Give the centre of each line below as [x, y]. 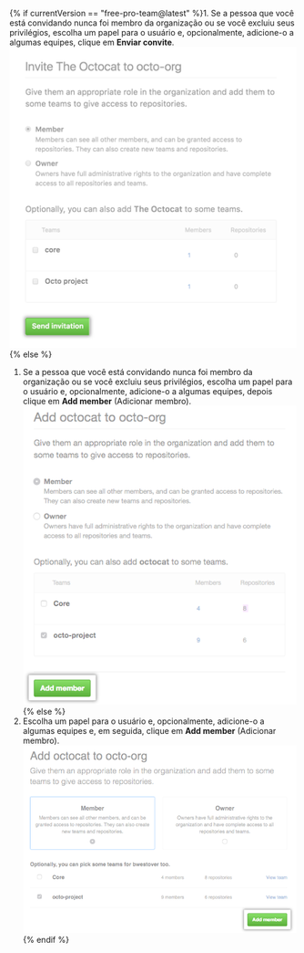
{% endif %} [46, 939]
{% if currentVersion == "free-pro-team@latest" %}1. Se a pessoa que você [152, 13]
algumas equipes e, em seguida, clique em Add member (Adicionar [149, 731]
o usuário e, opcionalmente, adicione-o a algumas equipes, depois [147, 391]
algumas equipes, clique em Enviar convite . [92, 42]
